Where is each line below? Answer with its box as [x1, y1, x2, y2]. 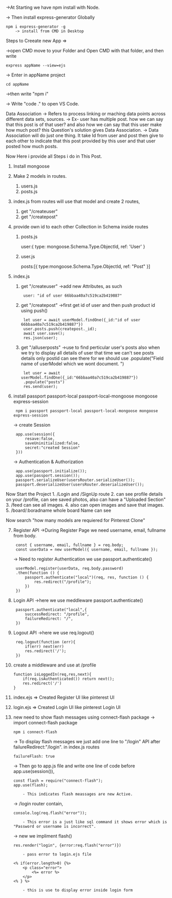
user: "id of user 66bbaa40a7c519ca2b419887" [23, 293, 122, 298]
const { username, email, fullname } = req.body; [15, 542, 124, 548]
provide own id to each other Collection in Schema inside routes [13, 224, 148, 229]
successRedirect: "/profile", [25, 612, 90, 617]
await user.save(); [23, 331, 65, 336]
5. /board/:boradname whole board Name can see [6, 507, 112, 513]
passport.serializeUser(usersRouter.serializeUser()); [15, 477, 135, 483]
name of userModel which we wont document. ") [20, 361, 124, 367]
